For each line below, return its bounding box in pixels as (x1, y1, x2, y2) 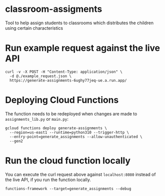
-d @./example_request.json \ (9, 73, 72, 79)
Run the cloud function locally (5, 155, 131, 166)
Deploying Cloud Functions (5, 95, 119, 106)
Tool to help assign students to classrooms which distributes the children (5, 20, 154, 26)
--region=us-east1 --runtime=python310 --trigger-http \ (9, 130, 129, 135)
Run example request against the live (5, 43, 161, 54)
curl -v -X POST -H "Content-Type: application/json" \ (5, 69, 123, 74)
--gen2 (9, 139, 23, 144)
